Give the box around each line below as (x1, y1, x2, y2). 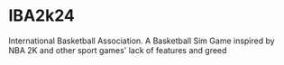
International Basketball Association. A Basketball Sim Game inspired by (8, 35, 276, 46)
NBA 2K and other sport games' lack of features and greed (8, 44, 227, 55)
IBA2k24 (8, 5, 76, 26)
